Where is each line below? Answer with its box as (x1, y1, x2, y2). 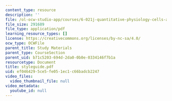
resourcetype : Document (5, 60, 56, 65)
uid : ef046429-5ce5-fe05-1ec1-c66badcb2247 (5, 69, 100, 74)
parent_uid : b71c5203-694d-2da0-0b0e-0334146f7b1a (5, 55, 116, 60)
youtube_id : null (10, 88, 47, 93)
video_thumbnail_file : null (10, 79, 70, 84)
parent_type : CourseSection (5, 50, 66, 55)
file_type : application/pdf (5, 27, 66, 32)
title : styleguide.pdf (5, 64, 54, 69)
